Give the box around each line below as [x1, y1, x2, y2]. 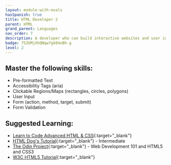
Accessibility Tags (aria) [12, 83, 64, 89]
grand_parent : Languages [5, 26, 58, 31]
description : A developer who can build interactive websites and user [5, 36, 160, 41]
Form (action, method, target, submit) [12, 99, 92, 105]
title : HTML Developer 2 [5, 17, 58, 22]
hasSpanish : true [5, 12, 42, 17]
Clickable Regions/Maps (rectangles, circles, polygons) [12, 88, 129, 94]
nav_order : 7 [5, 31, 33, 36]
